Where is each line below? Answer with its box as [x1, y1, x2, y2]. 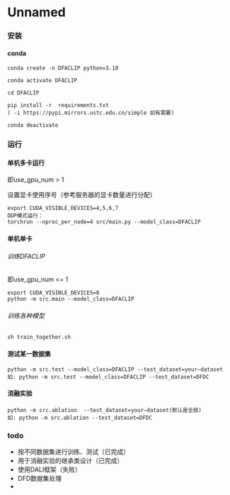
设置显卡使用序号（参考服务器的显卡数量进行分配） [7, 191, 156, 199]
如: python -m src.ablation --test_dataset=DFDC [7, 414, 152, 421]
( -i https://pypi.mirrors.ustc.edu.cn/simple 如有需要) [7, 109, 175, 117]
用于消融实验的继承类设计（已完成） [17, 457, 124, 465]
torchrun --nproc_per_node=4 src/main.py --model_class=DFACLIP [7, 218, 201, 226]
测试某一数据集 [7, 350, 51, 358]
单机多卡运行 [7, 158, 45, 167]
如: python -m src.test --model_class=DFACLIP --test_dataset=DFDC [7, 373, 209, 380]
